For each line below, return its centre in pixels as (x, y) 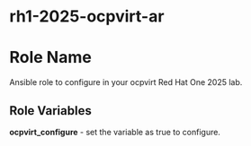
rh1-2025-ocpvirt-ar (87, 17)
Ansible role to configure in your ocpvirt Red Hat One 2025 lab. (126, 82)
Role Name (50, 58)
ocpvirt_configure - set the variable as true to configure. (115, 132)
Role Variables (50, 111)
